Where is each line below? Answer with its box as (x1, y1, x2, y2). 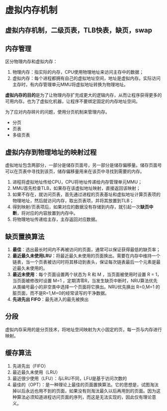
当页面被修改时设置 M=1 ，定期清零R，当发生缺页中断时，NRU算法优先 (12, 277, 158, 284)
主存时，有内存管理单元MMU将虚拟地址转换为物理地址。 (12, 82, 128, 88)
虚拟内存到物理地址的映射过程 (5, 148, 97, 156)
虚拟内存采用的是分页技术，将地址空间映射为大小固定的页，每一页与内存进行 (5, 326, 162, 332)
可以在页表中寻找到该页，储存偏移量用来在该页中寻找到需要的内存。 (5, 168, 145, 174)
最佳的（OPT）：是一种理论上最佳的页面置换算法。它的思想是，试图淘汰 (12, 382, 159, 388)
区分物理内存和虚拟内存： (5, 58, 58, 65)
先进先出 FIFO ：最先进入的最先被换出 (12, 296, 89, 302)
